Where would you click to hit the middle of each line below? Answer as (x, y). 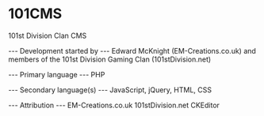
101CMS (35, 14)
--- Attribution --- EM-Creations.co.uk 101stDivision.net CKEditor (114, 105)
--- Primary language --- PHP (57, 74)
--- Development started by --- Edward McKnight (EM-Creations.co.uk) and (132, 51)
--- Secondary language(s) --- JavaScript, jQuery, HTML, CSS (110, 90)
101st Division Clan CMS (48, 36)
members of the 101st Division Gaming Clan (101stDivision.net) (110, 59)
